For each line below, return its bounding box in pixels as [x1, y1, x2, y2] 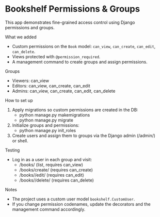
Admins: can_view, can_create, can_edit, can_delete [12, 88, 115, 94]
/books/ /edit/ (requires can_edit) [19, 172, 84, 178]
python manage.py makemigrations [19, 112, 90, 117]
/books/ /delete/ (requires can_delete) [19, 177, 94, 183]
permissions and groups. [5, 24, 55, 30]
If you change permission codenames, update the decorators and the [12, 201, 151, 207]
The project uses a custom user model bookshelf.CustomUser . [12, 196, 135, 202]
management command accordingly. [12, 206, 86, 212]
